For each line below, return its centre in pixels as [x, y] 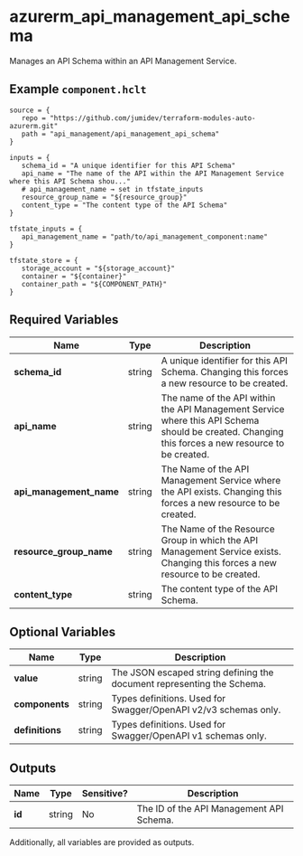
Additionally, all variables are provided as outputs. [102, 842]
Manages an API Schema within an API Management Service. [123, 61]
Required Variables [64, 320]
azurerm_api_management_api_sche [150, 17]
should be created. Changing [222, 431]
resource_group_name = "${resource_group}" [104, 197]
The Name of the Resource [218, 529]
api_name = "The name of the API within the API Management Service [152, 174]
